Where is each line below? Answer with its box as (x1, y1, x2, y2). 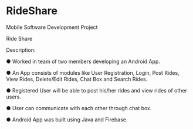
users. (6, 93, 22, 100)
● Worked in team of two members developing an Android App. (6, 58, 160, 65)
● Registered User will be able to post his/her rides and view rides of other (6, 87, 188, 94)
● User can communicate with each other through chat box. (6, 104, 152, 111)
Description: (6, 46, 36, 54)
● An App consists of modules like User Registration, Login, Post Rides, (6, 69, 180, 76)
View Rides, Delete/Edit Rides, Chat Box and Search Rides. (6, 75, 148, 82)
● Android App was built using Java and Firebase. (6, 116, 128, 123)
